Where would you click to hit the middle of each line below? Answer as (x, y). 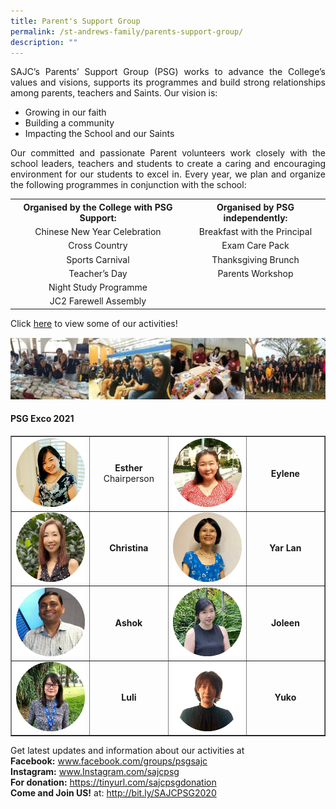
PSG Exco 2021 (42, 419)
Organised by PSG (255, 207)
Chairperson (129, 479)
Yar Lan (285, 548)
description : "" (44, 42)
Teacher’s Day (98, 273)
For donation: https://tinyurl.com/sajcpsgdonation (113, 782)
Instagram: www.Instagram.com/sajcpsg (95, 771)
